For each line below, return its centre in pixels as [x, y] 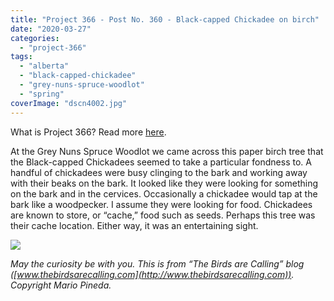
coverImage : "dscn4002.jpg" [69, 103]
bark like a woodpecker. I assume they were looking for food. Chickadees [161, 204]
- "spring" [42, 94]
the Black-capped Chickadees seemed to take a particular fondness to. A [161, 162]
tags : [21, 57]
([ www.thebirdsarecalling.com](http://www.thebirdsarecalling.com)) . [152, 274]
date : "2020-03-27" [51, 29]
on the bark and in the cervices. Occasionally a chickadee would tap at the [164, 193]
